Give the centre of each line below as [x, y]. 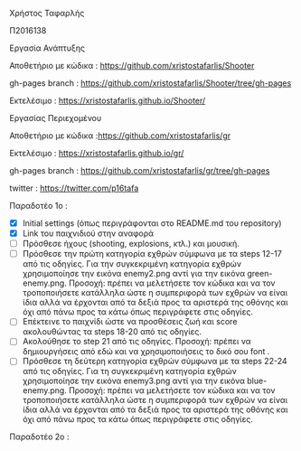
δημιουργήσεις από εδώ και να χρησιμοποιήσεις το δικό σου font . [146, 352]
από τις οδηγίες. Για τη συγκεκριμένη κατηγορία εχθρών [129, 371]
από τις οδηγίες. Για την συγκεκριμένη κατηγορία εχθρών [132, 264]
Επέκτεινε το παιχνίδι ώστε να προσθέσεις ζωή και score [130, 322]
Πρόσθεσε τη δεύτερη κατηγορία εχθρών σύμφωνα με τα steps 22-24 [155, 362]
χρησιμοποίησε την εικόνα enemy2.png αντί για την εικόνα [134, 274]
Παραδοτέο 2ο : [39, 437]
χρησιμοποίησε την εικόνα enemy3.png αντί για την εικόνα [134, 381]
